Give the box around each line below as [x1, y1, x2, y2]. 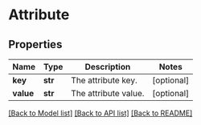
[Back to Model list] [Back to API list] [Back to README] [8, 108, 193, 118]
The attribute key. [71, 75, 138, 86]
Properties [8, 38, 63, 51]
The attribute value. [71, 88, 145, 99]
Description [84, 62, 131, 72]
